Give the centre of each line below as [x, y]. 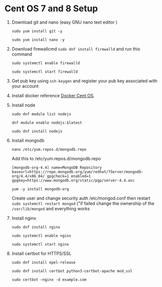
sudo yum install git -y [37, 31]
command [22, 54]
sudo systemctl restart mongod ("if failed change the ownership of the [83, 203]
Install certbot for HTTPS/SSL [41, 253]
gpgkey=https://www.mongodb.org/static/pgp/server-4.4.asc [73, 180]
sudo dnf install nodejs [37, 131]
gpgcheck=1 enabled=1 [69, 176]
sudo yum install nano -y [38, 40]
